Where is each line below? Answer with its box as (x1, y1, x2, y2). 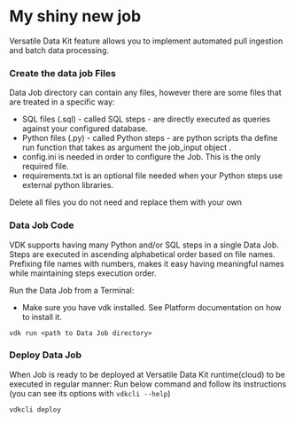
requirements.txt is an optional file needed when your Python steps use (21, 170, 283, 181)
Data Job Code (9, 219, 74, 231)
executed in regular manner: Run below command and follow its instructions (9, 379, 287, 389)
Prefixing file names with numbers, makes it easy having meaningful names (9, 258, 285, 269)
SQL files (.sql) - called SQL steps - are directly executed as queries (21, 114, 271, 125)
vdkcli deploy (9, 405, 62, 414)
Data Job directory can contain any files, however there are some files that (9, 87, 282, 98)
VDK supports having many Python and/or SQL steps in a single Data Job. (9, 239, 279, 250)
